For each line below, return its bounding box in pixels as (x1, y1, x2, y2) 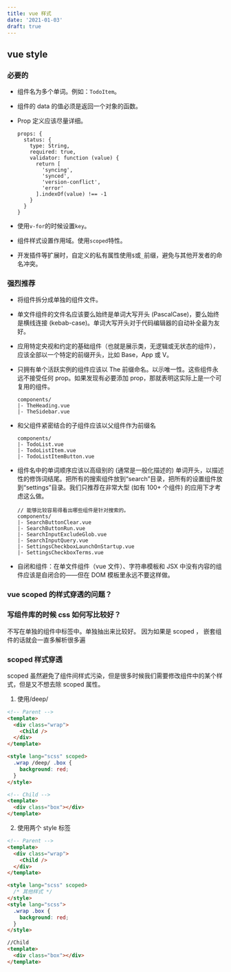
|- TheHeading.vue (16, 403, 70, 409)
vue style (7, 48, 48, 60)
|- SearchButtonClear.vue (16, 519, 91, 526)
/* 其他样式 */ (13, 889, 53, 895)
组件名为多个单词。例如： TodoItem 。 (16, 88, 121, 96)
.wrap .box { (13, 907, 51, 914)
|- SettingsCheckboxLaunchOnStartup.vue (16, 543, 135, 550)
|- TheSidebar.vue (16, 408, 70, 416)
